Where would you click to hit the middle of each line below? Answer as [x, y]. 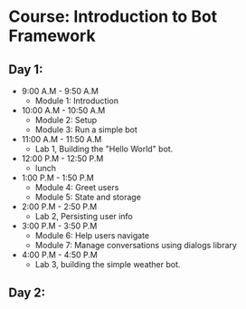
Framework [52, 36]
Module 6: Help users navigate [92, 236]
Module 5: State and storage [88, 197]
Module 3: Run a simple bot [86, 130]
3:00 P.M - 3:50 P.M [59, 226]
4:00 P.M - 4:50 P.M [60, 255]
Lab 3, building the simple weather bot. [108, 264]
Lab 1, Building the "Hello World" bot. [104, 149]
